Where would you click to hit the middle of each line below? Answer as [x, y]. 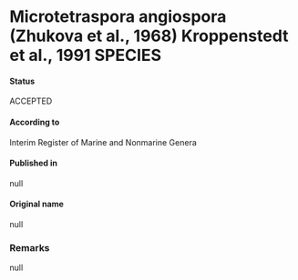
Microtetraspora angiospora [118, 17]
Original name [36, 204]
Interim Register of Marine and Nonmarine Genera [103, 142]
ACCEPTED [31, 101]
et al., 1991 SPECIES [86, 55]
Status [22, 81]
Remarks [30, 247]
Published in [33, 163]
